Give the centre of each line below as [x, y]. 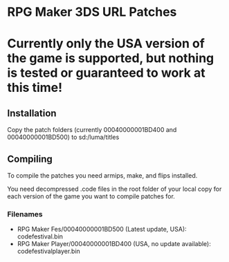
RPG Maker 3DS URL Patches [92, 12]
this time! [35, 88]
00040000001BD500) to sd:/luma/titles [63, 137]
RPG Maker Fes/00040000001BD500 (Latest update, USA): [102, 230]
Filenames [25, 214]
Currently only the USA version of [106, 44]
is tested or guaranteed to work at [106, 73]
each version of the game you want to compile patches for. [91, 196]
